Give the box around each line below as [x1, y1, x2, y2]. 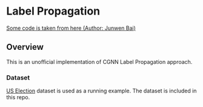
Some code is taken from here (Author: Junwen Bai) [6, 24, 136, 32]
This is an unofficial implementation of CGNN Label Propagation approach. [6, 58, 193, 65]
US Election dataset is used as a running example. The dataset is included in [6, 87, 197, 95]
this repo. [6, 94, 30, 101]
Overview [6, 42, 44, 52]
